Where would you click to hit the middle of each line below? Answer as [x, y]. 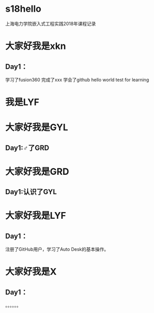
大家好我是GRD [37, 172]
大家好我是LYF [36, 216]
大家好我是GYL [37, 127]
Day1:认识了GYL [31, 192]
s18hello [23, 9]
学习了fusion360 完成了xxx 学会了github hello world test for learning [77, 80]
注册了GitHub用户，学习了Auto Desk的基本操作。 [57, 249]
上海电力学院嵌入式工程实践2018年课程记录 [50, 23]
